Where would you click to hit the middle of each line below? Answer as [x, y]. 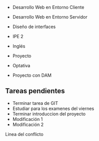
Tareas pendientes [35, 91]
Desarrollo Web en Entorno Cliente [48, 7]
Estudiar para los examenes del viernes [53, 108]
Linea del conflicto [24, 134]
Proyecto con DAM [32, 75]
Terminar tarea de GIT [35, 103]
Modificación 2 [28, 124]
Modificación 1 [28, 119]
